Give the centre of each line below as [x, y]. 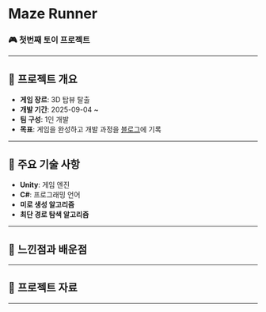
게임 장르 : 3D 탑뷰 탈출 [55, 100]
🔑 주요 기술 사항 [44, 164]
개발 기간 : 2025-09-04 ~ [59, 110]
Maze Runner [53, 14]
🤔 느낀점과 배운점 [47, 249]
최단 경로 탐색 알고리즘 [54, 215]
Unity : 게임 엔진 [44, 185]
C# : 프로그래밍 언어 [50, 195]
